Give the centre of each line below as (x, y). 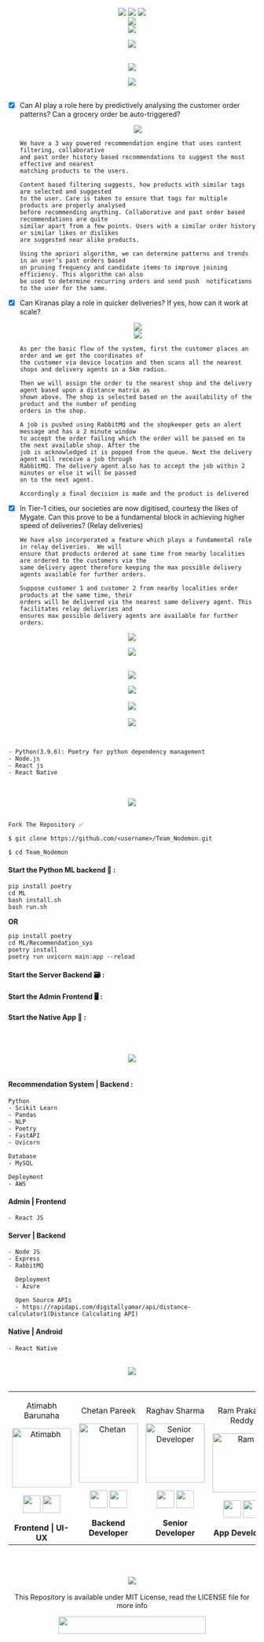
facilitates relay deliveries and (76, 609)
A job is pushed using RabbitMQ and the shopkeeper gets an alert (130, 425)
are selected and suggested (65, 192)
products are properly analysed (72, 206)
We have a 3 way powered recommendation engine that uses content (130, 143)
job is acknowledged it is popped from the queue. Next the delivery (136, 452)
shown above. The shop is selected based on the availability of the (136, 397)
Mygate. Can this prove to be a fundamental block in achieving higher (132, 517)
